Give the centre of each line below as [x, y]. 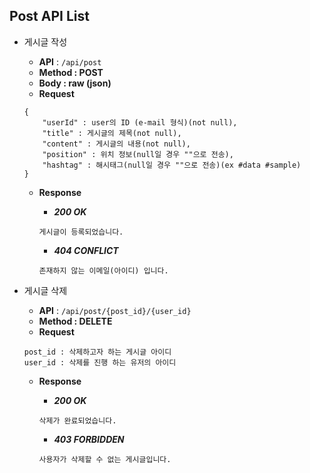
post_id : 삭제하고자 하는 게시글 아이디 [97, 352]
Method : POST [71, 72]
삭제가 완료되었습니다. [77, 420]
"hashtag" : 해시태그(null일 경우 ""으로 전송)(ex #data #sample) [172, 165]
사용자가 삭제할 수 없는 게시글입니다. [105, 459]
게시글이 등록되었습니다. [81, 232]
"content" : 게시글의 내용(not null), [116, 144]
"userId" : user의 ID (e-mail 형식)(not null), [140, 122]
